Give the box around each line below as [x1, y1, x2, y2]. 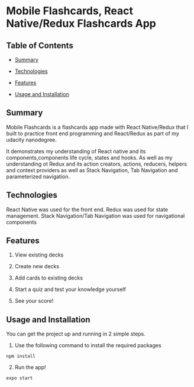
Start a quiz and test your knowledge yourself [14, 286, 126, 293]
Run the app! [14, 364, 46, 371]
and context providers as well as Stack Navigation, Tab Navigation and [6, 166, 179, 173]
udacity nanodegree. [6, 136, 57, 143]
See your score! [14, 297, 54, 304]
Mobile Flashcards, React [6, 4, 133, 18]
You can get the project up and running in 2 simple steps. [6, 331, 146, 338]
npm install [6, 353, 35, 360]
